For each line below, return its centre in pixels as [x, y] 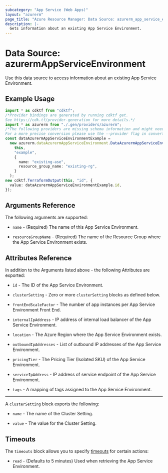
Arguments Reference [40, 205]
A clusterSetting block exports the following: [52, 404]
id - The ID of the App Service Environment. [58, 285]
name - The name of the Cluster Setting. [53, 414]
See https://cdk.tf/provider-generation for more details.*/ [70, 120]
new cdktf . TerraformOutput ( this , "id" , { [49, 181]
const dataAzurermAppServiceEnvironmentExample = [58, 138]
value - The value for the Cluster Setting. [54, 423]
